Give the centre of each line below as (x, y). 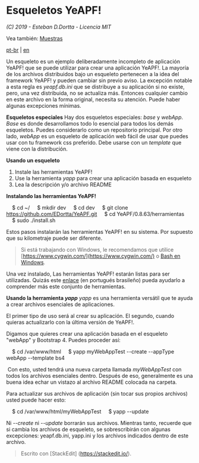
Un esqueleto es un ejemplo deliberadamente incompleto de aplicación (93, 61)
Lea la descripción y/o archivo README (63, 184)
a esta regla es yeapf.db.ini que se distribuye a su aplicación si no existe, (96, 86)
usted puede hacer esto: (36, 400)
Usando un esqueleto (33, 160)
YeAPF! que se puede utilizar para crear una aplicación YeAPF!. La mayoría (97, 68)
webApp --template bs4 (36, 358)
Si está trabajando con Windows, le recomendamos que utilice (97, 249)
